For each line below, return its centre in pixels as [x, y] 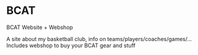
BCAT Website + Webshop [40, 27]
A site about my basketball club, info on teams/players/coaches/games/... [99, 39]
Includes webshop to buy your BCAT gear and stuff [71, 45]
